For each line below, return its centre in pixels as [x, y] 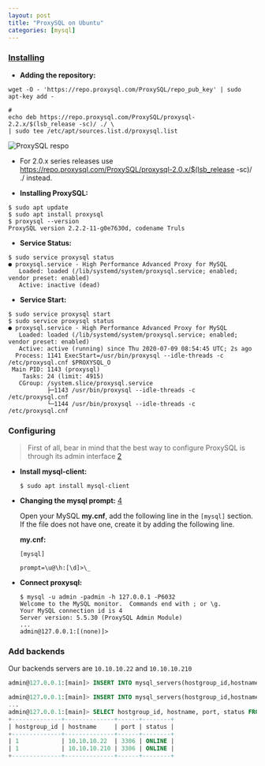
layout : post [30, 15]
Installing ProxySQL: [54, 193]
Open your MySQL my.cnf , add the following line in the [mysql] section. [136, 516]
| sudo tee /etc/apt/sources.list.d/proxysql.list [93, 131]
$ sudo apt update [38, 207]
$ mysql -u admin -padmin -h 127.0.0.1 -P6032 [97, 597]
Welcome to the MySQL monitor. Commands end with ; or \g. [120, 604]
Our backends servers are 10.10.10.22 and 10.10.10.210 [100, 669]
